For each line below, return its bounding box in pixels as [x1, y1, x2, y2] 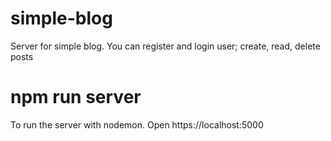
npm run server [10, 86, 142, 109]
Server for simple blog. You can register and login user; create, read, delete [10, 40, 321, 52]
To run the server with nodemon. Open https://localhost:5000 [10, 118, 264, 131]
